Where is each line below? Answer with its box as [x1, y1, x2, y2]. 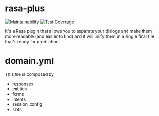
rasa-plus [5, 3, 45, 14]
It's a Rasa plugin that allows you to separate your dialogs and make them [5, 28, 152, 34]
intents [12, 96, 26, 102]
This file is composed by [5, 71, 54, 77]
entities [12, 86, 27, 92]
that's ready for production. [5, 38, 60, 44]
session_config [12, 101, 43, 107]
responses [12, 81, 33, 87]
